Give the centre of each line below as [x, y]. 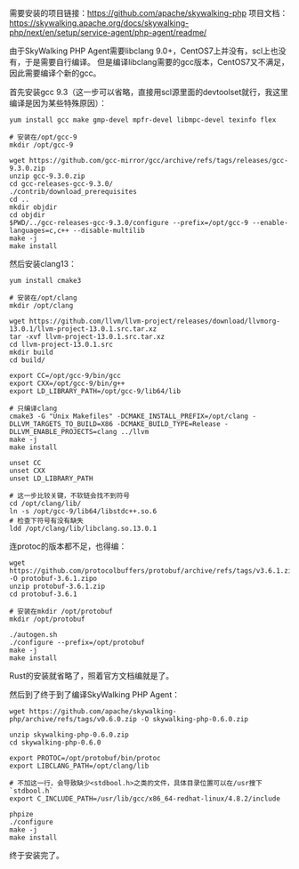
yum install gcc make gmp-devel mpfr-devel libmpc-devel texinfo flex [143, 120]
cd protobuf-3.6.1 [43, 594]
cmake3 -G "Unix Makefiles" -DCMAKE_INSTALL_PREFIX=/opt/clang [129, 416]
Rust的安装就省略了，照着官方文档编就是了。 [92, 676]
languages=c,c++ [39, 230]
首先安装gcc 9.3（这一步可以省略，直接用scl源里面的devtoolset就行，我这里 [149, 92]
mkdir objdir [33, 207]
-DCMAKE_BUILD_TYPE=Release [169, 424]
